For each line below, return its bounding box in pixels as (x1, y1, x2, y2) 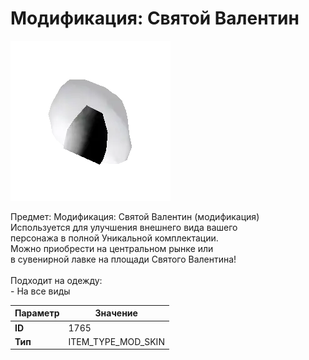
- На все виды (10, 285, 71, 297)
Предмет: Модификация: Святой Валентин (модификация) (10, 210, 260, 222)
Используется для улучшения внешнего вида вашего (10, 221, 238, 233)
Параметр (14, 307, 60, 319)
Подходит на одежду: (10, 274, 103, 286)
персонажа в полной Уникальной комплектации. (10, 232, 219, 244)
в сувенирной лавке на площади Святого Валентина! (10, 253, 237, 265)
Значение (94, 307, 138, 319)
